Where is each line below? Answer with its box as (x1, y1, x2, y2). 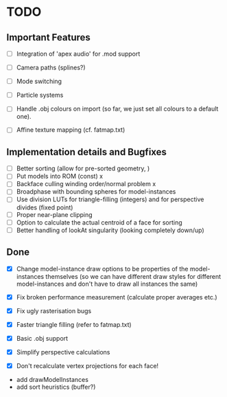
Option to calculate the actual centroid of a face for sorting (16, 218, 182, 227)
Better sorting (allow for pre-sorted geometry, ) (16, 164, 150, 172)
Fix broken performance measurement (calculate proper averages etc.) (16, 293, 217, 301)
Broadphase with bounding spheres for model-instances (16, 188, 176, 196)
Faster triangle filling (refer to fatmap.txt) (16, 320, 132, 328)
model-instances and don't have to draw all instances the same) (16, 280, 198, 288)
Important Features (6, 32, 91, 43)
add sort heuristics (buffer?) (16, 383, 96, 391)
